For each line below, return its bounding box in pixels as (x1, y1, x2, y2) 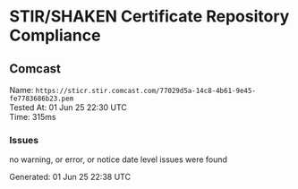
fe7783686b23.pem (9, 94, 74, 103)
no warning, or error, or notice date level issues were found (9, 154, 228, 165)
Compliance (9, 25, 101, 46)
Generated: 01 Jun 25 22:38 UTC (9, 172, 132, 183)
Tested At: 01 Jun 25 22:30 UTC (9, 102, 128, 113)
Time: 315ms (9, 112, 56, 122)
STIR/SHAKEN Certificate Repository (9, 6, 290, 27)
